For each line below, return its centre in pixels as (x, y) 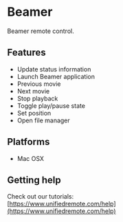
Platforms (29, 142)
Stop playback (37, 98)
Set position (34, 113)
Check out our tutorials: (41, 197)
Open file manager (43, 120)
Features (26, 53)
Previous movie (39, 84)
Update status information (54, 69)
